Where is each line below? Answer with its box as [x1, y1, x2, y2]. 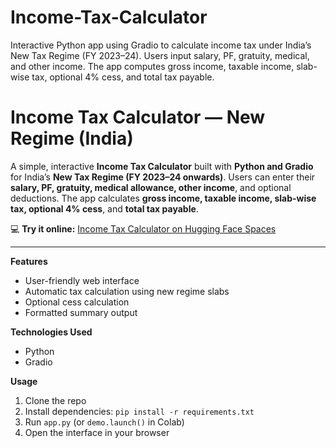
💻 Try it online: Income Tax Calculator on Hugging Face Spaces [10, 222, 277, 235]
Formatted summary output [24, 306, 138, 318]
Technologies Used [10, 326, 93, 338]
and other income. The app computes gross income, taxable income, [10, 60, 295, 72]
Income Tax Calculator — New [10, 106, 266, 129]
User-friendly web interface [24, 274, 140, 286]
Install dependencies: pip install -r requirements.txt [24, 405, 255, 417]
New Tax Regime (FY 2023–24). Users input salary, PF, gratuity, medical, [10, 49, 310, 61]
